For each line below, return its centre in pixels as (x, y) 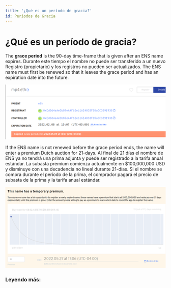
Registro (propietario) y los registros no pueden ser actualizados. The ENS (83, 67)
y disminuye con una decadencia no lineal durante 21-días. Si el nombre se (84, 169)
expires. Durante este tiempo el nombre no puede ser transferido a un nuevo (85, 62)
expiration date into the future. (37, 78)
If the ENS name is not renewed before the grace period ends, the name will (85, 147)
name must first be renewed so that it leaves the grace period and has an (82, 72)
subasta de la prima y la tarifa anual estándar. (53, 180)
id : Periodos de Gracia (31, 16)
